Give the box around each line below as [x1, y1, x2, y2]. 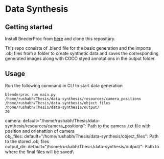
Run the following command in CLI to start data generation [5, 82, 123, 88]
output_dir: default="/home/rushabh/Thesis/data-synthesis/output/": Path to [5, 143, 159, 149]
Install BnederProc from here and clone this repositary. [5, 36, 116, 41]
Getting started [5, 23, 53, 31]
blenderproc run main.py [5, 92, 56, 97]
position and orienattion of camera [5, 128, 75, 134]
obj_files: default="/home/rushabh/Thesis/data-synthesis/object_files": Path [5, 133, 159, 139]
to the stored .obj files [5, 138, 49, 144]
